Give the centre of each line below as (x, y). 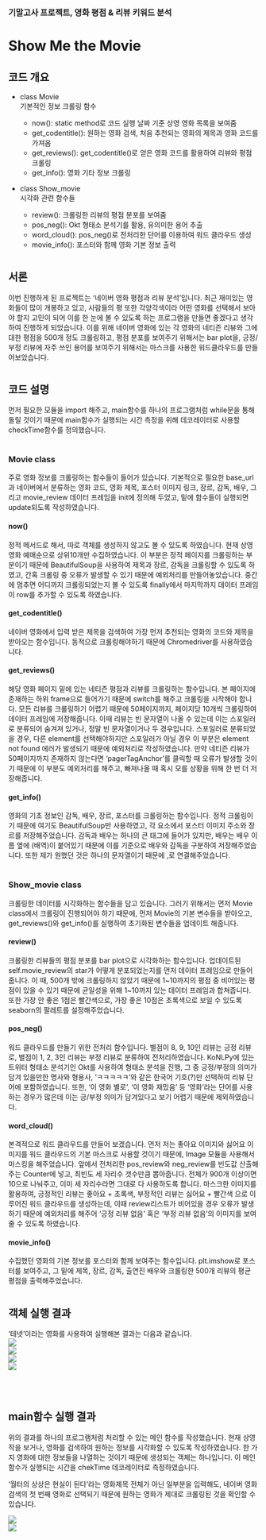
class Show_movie (50, 188)
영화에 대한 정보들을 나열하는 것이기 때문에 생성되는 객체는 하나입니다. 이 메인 (136, 1457)
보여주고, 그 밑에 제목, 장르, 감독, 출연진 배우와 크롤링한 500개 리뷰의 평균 (137, 1271)
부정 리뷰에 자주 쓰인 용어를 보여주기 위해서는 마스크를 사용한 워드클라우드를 (126, 347)
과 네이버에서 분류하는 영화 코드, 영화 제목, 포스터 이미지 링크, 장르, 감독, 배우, (128, 488)
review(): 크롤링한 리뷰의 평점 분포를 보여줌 (99, 214)
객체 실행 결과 (40, 1313)
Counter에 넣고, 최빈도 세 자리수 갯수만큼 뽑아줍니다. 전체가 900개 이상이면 (140, 1174)
